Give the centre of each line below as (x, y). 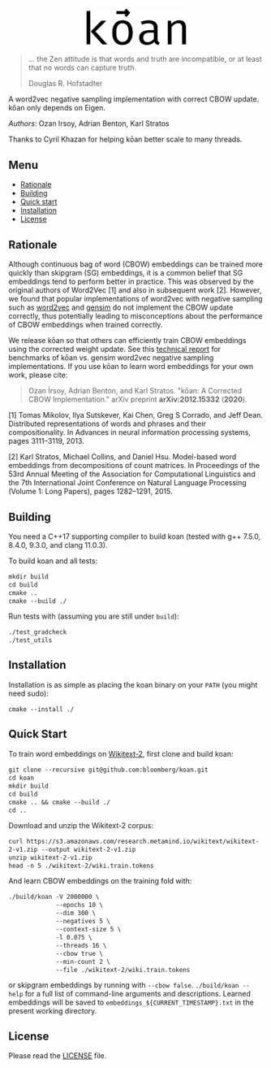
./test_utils (30, 640)
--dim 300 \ (75, 913)
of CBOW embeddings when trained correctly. (86, 325)
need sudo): (28, 693)
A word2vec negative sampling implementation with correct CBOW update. (134, 99)
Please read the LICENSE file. (58, 1056)
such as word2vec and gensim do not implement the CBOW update (121, 307)
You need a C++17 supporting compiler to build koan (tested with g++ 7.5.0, (135, 536)
